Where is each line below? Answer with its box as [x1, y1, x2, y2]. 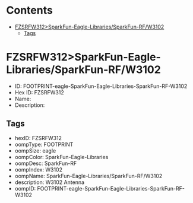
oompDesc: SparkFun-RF [14, 160, 77, 167]
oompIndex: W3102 [14, 166, 62, 173]
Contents [6, 4, 53, 17]
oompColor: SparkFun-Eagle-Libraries [14, 153, 109, 160]
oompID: [14, 185, 36, 192]
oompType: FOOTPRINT [14, 141, 74, 148]
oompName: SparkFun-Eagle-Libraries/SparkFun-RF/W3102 [14, 172, 163, 179]
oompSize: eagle [14, 147, 56, 154]
